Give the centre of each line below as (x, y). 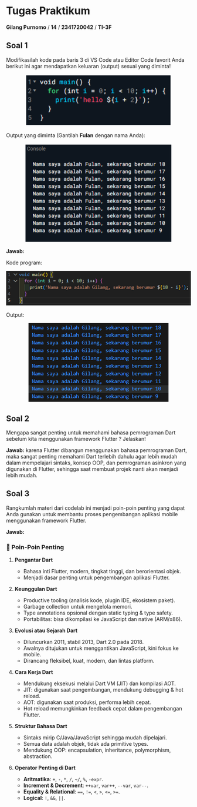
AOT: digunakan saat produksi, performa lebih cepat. (87, 702)
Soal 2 (18, 418)
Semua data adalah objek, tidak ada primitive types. (86, 744)
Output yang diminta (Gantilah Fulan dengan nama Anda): (76, 135)
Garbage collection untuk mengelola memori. (78, 607)
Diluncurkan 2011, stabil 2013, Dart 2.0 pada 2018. (84, 642)
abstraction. (38, 756)
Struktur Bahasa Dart (41, 726)
